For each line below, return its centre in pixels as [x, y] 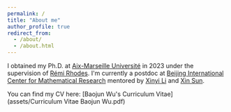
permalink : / [26, 14]
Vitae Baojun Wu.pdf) [95, 101]
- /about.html [34, 46]
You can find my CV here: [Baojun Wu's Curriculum [81, 94]
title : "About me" [34, 20]
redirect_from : [29, 33]
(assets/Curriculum [35, 101]
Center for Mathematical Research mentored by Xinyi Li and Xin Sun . [106, 80]
